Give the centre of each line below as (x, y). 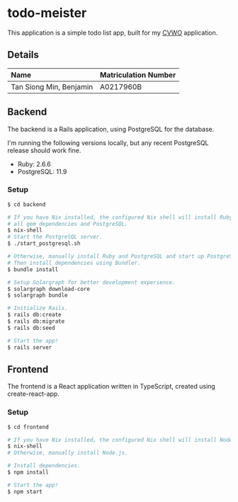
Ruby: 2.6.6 (34, 164)
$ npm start (25, 491)
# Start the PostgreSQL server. (55, 237)
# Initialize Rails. (38, 308)
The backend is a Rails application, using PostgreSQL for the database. (111, 129)
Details (23, 55)
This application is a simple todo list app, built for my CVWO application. (113, 33)
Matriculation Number (138, 74)
